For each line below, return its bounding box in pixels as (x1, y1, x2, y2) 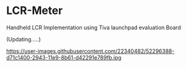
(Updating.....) (6, 35, 41, 43)
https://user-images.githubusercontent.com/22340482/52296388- (6, 47, 175, 55)
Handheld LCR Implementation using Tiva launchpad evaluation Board (6, 24, 181, 31)
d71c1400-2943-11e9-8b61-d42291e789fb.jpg (6, 54, 121, 61)
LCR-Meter (6, 4, 63, 18)
